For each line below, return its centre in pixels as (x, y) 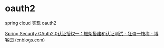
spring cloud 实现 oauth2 (31, 23)
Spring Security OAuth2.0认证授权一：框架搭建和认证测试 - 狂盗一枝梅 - (79, 33)
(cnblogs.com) (30, 40)
